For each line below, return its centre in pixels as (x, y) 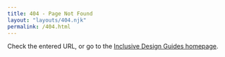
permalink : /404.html (39, 26)
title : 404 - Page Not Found (50, 14)
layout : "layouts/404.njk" (47, 20)
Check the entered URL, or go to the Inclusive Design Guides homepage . (113, 47)
